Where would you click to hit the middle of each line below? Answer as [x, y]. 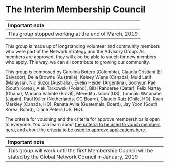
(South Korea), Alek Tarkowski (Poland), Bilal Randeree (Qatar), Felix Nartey [83, 88]
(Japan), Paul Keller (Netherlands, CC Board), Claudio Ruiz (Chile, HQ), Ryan [84, 99]
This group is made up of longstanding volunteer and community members [83, 46]
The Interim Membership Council [75, 9]
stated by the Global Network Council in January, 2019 [73, 157]
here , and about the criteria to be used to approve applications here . [76, 130]
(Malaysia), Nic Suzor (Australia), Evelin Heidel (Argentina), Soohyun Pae [80, 82]
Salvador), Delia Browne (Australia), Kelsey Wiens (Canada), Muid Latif [78, 77]
